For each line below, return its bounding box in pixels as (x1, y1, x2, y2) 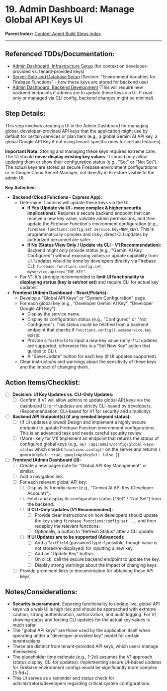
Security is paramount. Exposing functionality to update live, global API (12, 601, 160, 607)
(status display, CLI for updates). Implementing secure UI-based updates (12, 659, 162, 665)
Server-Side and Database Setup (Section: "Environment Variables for (12, 73, 156, 79)
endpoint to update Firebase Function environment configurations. (19, 424, 156, 430)
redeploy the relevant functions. (34, 523, 100, 529)
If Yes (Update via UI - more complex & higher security (27, 205, 142, 211)
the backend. (27, 501, 55, 507)
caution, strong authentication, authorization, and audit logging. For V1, (12, 612, 158, 618)
